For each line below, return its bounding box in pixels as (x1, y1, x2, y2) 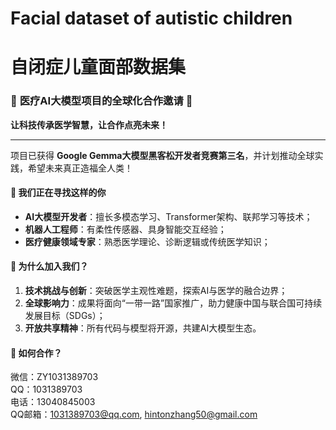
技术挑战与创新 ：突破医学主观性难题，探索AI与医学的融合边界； (24, 285, 288, 297)
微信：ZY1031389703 (10, 371, 99, 383)
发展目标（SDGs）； (24, 310, 106, 322)
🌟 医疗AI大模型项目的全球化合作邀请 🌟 (10, 94, 193, 108)
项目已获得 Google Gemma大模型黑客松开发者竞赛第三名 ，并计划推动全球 (10, 149, 315, 161)
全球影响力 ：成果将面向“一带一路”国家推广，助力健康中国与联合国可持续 (24, 297, 323, 309)
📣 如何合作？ (10, 347, 63, 359)
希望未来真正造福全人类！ (27, 162, 133, 174)
